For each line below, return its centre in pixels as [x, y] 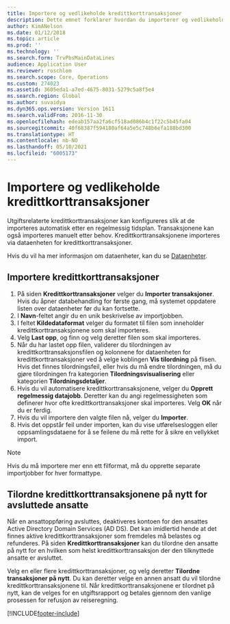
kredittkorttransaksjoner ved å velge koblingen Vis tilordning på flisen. [117, 359]
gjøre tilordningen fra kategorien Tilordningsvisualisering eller [106, 374]
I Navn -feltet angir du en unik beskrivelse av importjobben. [100, 315]
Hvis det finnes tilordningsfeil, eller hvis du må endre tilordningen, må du [119, 366]
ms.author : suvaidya [37, 103]
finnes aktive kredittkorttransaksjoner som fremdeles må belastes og [104, 536]
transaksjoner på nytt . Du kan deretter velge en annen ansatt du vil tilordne [114, 578]
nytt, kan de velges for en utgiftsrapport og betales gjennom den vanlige [109, 593]
